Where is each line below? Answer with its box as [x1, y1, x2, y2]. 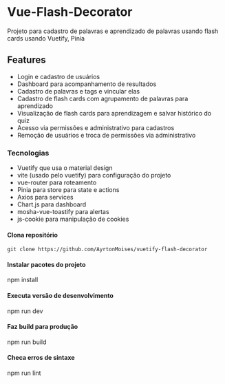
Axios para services [17, 193, 74, 202]
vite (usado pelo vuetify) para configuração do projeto [17, 171, 171, 180]
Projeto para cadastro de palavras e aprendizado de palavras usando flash [7, 27, 219, 35]
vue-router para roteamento [17, 178, 97, 186]
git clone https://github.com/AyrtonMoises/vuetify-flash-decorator [7, 246, 208, 253]
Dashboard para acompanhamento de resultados [17, 80, 157, 88]
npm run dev [7, 307, 43, 315]
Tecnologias [7, 148, 50, 158]
